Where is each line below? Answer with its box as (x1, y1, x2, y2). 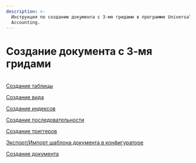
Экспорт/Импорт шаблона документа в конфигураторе (6, 139, 144, 146)
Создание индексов (6, 105, 56, 112)
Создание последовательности (6, 116, 85, 123)
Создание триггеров (6, 128, 57, 135)
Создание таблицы (6, 82, 54, 89)
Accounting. (11, 19, 41, 25)
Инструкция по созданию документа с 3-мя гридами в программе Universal (11, 14, 192, 20)
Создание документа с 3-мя (6, 44, 153, 58)
